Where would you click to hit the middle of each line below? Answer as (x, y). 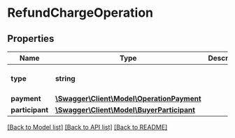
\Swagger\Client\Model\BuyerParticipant (125, 110)
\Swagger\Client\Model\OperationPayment (128, 99)
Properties (31, 39)
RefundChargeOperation (80, 13)
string (65, 78)
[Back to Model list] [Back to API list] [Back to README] (87, 127)
